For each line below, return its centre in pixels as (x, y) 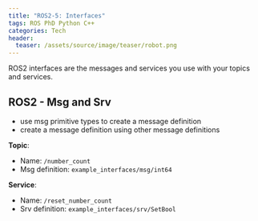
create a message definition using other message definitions (120, 130)
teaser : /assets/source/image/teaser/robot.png (97, 46)
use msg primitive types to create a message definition (111, 121)
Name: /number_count (55, 160)
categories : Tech (37, 30)
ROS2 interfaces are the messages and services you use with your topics (129, 68)
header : (21, 38)
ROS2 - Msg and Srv (60, 102)
